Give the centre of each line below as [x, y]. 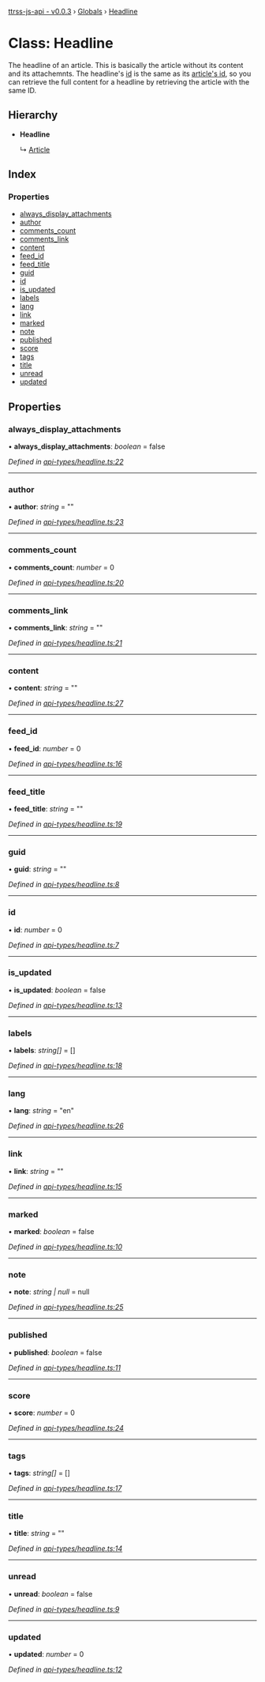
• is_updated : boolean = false [57, 990]
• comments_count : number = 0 [61, 567]
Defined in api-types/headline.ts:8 [64, 885]
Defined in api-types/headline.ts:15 [65, 1186]
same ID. [22, 90]
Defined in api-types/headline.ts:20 [66, 582]
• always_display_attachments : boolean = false [87, 446]
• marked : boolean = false [51, 1231]
